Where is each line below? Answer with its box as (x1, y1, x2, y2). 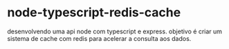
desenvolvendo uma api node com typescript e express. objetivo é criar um (7, 27, 223, 35)
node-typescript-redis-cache (7, 5, 181, 20)
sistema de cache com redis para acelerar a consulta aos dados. (7, 34, 192, 42)
